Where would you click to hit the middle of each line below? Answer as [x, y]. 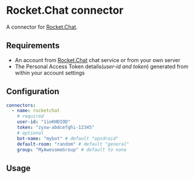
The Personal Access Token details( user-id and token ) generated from [102, 66]
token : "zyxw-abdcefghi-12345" [56, 128]
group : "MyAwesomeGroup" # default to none [72, 150]
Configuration [33, 92]
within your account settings [50, 73]
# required [30, 116]
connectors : [21, 105]
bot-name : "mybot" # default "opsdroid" [68, 138]
